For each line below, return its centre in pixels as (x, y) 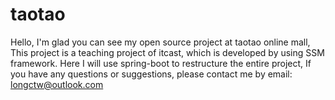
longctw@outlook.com (57, 84)
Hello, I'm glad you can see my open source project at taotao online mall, (160, 42)
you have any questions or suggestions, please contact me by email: (151, 74)
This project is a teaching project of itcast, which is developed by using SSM (167, 52)
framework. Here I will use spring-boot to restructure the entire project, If (161, 63)
